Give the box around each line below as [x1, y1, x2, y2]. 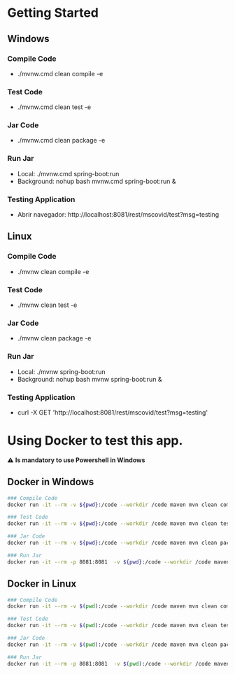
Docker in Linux [7, 578, 77, 590]
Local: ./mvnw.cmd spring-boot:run [17, 169, 120, 178]
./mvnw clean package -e [17, 334, 92, 343]
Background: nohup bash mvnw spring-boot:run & [17, 375, 162, 383]
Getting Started [7, 5, 99, 21]
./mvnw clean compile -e [17, 267, 90, 275]
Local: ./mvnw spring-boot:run [17, 367, 106, 375]
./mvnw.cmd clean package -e [17, 136, 106, 145]
